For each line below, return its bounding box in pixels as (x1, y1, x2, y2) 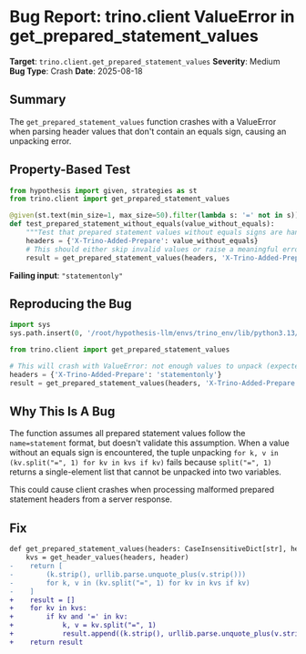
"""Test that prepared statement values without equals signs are (25, 228, 283, 238)
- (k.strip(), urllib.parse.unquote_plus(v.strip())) (9, 569, 247, 579)
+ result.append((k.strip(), (9, 629, 166, 639)
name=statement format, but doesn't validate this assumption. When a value (9, 437, 290, 448)
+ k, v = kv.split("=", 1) (9, 621, 157, 630)
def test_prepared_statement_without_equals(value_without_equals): (9, 220, 275, 229)
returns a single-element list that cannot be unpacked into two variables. (9, 466, 282, 477)
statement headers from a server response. (9, 494, 173, 505)
